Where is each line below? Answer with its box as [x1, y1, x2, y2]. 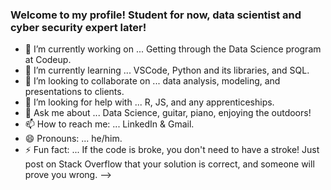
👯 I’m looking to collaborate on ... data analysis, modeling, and [24, 75, 281, 87]
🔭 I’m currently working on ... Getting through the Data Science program [24, 43, 322, 55]
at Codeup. [24, 54, 72, 66]
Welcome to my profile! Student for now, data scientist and [10, 8, 302, 22]
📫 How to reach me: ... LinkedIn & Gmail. [24, 118, 195, 130]
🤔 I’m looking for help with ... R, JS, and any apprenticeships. [24, 96, 275, 108]
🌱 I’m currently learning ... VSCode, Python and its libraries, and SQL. [24, 64, 310, 77]
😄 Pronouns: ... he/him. [24, 133, 123, 145]
